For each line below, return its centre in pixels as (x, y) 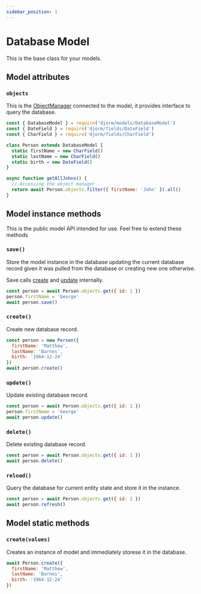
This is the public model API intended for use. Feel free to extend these (94, 228)
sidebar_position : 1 (32, 12)
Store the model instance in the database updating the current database (95, 262)
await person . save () (32, 302)
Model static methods (48, 523)
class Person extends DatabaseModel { (55, 145)
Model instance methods (54, 214)
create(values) (28, 540)
